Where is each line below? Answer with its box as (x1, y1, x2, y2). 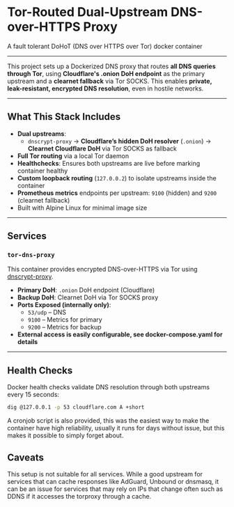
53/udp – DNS (27, 308, 67, 317)
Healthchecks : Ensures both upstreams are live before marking (17, 159, 201, 167)
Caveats (7, 451, 44, 463)
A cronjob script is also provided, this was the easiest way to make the (7, 416, 210, 425)
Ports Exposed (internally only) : (17, 301, 111, 309)
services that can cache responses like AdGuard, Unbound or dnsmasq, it (7, 477, 219, 485)
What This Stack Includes (7, 111, 121, 123)
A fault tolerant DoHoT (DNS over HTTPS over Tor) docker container (7, 42, 203, 50)
